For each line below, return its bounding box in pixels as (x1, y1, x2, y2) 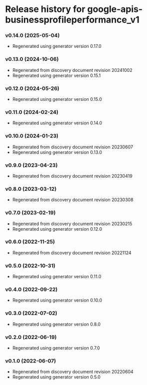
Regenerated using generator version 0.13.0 (12, 149, 102, 155)
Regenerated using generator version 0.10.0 (12, 297, 102, 303)
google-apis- (87, 3, 143, 15)
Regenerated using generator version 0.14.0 (12, 120, 102, 126)
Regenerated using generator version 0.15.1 (12, 72, 101, 78)
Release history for (5, 3, 86, 15)
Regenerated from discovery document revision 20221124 (12, 250, 132, 256)
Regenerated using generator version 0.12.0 (12, 226, 102, 232)
